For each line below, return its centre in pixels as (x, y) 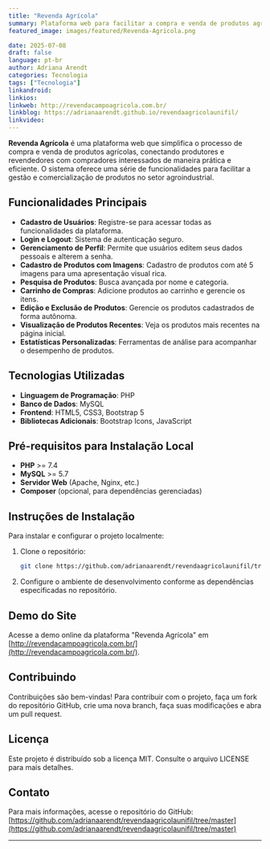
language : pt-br (35, 60)
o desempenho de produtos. (67, 350)
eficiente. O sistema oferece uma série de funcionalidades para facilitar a (129, 169)
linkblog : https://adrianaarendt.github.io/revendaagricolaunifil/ (124, 113)
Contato (29, 792)
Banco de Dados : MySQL (62, 404)
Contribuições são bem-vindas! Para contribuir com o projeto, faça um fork (133, 697)
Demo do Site (43, 616)
